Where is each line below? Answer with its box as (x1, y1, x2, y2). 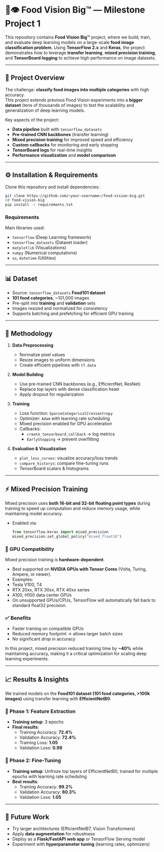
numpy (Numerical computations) (12, 250, 77, 256)
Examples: (12, 576, 33, 582)
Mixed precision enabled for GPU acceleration (19, 421, 112, 426)
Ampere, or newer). (12, 571, 52, 577)
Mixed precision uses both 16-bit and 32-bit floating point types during (5, 500, 150, 506)
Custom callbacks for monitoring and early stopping (12, 142, 119, 147)
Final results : (12, 724, 39, 730)
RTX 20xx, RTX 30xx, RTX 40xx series (12, 587, 90, 592)
